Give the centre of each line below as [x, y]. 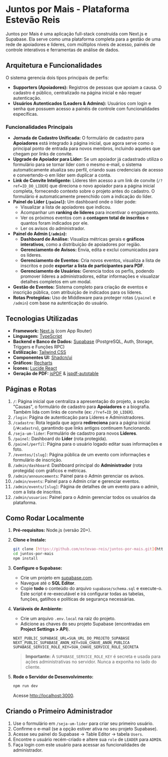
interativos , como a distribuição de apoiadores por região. [81, 245]
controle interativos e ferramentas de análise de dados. [62, 50]
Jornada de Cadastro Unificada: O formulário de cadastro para [78, 138]
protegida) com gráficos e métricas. [50, 470]
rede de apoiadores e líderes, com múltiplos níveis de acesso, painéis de [80, 44]
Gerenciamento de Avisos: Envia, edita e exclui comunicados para [89, 250]
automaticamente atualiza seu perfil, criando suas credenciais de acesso [88, 170]
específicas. [25, 114]
